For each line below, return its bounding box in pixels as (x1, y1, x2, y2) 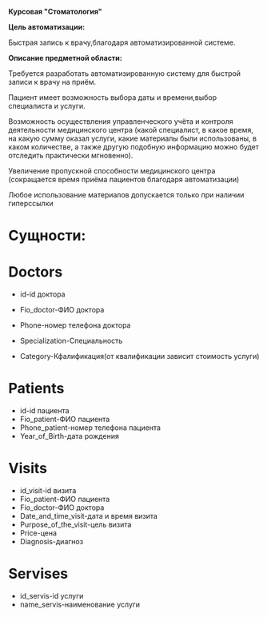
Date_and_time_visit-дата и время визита (19, 512, 158, 520)
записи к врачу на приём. (8, 78, 97, 86)
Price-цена (19, 528, 58, 538)
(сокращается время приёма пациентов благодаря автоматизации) (8, 175, 240, 184)
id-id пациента (19, 406, 70, 416)
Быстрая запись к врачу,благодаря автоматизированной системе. (8, 38, 236, 47)
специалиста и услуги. (8, 102, 86, 110)
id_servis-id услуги (19, 591, 84, 600)
